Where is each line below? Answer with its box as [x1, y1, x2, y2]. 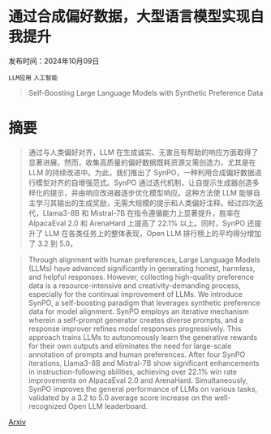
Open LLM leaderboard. [67, 401, 148, 410]
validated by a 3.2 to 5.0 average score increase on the [28, 393, 213, 402]
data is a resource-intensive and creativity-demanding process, [28, 281, 241, 290]
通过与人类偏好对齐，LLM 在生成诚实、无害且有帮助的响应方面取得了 [28, 147, 259, 157]
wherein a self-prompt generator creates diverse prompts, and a [28, 315, 243, 324]
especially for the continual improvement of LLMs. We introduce [28, 289, 243, 299]
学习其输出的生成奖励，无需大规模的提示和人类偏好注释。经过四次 [35, 198, 256, 208]
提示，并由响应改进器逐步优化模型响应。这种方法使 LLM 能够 [49, 187, 254, 197]
